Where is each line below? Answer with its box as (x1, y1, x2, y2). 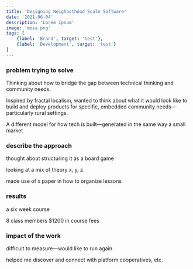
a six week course (6, 206, 50, 213)
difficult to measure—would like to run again (6, 244, 113, 252)
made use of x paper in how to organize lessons (6, 178, 122, 185)
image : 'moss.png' (6, 25, 51, 31)
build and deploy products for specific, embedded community (6, 103, 156, 110)
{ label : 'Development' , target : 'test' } (16, 42, 116, 47)
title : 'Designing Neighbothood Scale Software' (6, 8, 127, 15)
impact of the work (6, 231, 61, 240)
